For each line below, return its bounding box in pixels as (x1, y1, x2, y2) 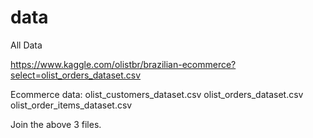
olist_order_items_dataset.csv (10, 99, 133, 111)
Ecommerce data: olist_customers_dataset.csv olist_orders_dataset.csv (10, 88, 304, 100)
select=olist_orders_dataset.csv (10, 69, 142, 81)
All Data (10, 39, 43, 51)
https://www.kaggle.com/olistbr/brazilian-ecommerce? (10, 58, 237, 70)
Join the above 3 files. (10, 118, 102, 130)
